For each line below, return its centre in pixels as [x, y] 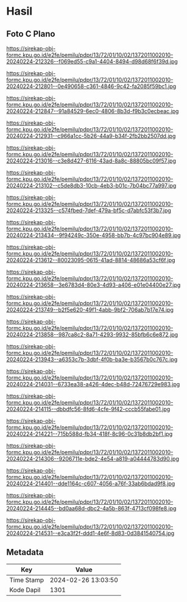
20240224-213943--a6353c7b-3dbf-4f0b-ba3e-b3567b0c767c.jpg [92, 359]
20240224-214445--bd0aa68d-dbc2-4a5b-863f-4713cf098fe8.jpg [91, 508]
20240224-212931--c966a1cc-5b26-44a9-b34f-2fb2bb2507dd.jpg [91, 136]
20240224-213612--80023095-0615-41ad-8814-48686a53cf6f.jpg [91, 260]
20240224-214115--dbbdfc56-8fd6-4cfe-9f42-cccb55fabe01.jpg [88, 409]
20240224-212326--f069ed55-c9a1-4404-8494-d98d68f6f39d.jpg [92, 61]
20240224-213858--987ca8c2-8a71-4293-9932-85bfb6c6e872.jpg [92, 335]
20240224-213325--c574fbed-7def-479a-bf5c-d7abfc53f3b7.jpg [89, 210]
